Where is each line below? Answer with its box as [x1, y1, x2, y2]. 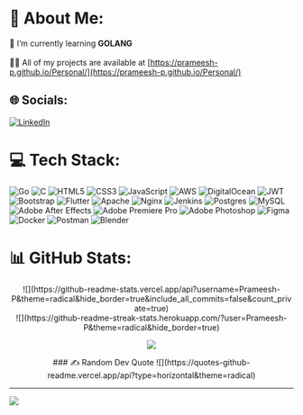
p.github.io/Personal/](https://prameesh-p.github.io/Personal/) [9, 67, 242, 77]
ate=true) [133, 302, 170, 313]
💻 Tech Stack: [9, 149, 121, 170]
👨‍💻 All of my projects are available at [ [9, 57, 151, 68]
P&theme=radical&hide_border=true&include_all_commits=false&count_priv [11, 293, 292, 304]
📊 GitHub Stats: [9, 248, 133, 268]
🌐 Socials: [9, 93, 69, 108]
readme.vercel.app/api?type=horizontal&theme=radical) [47, 369, 256, 381]
